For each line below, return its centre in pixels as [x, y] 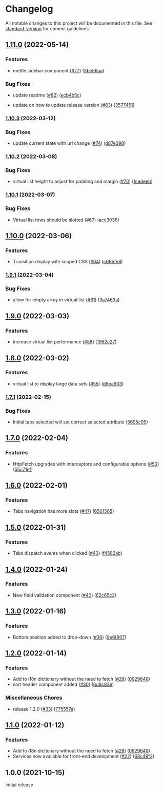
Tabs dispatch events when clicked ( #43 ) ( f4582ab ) [67, 553]
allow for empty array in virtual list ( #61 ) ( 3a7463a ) [66, 300]
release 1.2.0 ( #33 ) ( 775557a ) [44, 709]
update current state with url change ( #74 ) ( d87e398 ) [69, 143]
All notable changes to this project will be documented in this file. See [79, 23]
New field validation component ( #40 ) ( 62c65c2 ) [65, 595]
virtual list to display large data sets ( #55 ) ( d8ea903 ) [68, 383]
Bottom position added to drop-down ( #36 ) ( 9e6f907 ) [69, 637]
